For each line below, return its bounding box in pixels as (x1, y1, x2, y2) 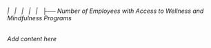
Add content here (7, 35, 57, 43)
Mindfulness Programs (7, 14, 72, 22)
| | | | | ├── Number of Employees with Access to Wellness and (7, 7, 204, 15)
